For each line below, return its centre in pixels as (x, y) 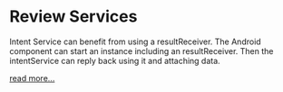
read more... (32, 78)
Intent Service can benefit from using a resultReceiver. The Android (135, 41)
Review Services (73, 17)
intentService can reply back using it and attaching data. (115, 60)
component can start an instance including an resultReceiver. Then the (141, 51)
